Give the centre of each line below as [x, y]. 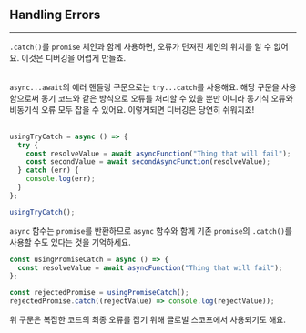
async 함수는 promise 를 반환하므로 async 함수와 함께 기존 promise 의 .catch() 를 [151, 230]
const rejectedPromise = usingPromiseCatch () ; [99, 293]
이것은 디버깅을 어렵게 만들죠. [74, 57]
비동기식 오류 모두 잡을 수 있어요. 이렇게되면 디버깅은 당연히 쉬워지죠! [132, 109]
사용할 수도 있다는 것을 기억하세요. [70, 242]
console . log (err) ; [61, 179]
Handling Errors [55, 15]
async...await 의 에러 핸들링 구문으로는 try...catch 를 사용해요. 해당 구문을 [144, 86]
